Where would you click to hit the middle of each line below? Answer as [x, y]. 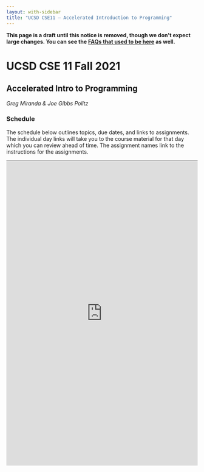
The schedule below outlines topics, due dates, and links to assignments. [98, 132]
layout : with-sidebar [34, 12]
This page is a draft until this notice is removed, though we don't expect [99, 35]
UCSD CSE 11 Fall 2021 [63, 66]
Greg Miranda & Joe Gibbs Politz [47, 103]
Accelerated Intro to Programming [72, 89]
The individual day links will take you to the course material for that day [95, 138]
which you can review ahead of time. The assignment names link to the [95, 145]
